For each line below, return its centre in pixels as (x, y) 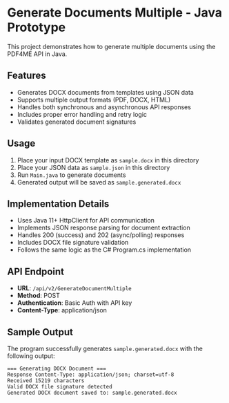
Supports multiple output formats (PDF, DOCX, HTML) (94, 100)
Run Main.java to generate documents (71, 175)
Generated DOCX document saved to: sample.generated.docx (92, 393)
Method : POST (39, 296)
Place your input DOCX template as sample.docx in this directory (108, 160)
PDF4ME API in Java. (37, 54)
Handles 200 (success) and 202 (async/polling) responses (101, 235)
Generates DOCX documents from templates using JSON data (106, 92)
